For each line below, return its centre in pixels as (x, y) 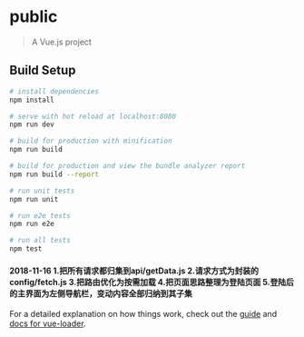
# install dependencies (54, 91)
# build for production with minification (91, 141)
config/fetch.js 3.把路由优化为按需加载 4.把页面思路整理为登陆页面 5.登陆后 (152, 282)
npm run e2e (32, 224)
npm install (32, 100)
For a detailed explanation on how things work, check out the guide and (143, 314)
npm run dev (32, 124)
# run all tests (40, 241)
